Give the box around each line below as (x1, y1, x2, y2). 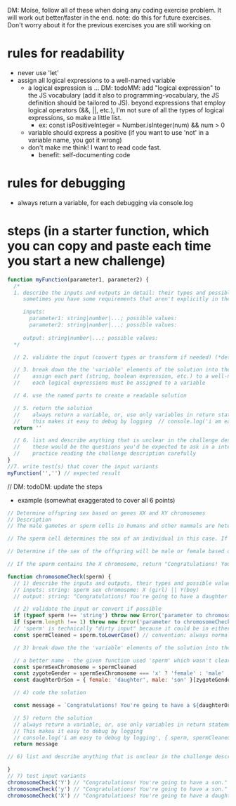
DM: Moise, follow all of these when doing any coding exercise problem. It (7, 6, 222, 14)
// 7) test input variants (7, 772, 86, 780)
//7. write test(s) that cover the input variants (7, 463, 159, 470)
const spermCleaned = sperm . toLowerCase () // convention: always (13, 631, 209, 638)
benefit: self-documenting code (38, 150, 131, 159)
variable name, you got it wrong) (27, 136, 122, 144)
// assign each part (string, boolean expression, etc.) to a (13, 373, 209, 380)
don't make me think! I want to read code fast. (27, 143, 162, 152)
